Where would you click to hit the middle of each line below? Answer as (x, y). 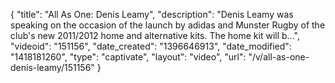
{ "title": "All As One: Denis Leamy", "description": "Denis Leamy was (152, 14)
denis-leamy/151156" (52, 67)
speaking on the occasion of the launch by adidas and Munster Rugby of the (168, 25)
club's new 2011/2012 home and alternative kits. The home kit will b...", (155, 35)
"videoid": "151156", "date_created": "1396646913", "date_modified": (151, 46)
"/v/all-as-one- (279, 57)
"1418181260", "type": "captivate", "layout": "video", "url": (128, 57)
